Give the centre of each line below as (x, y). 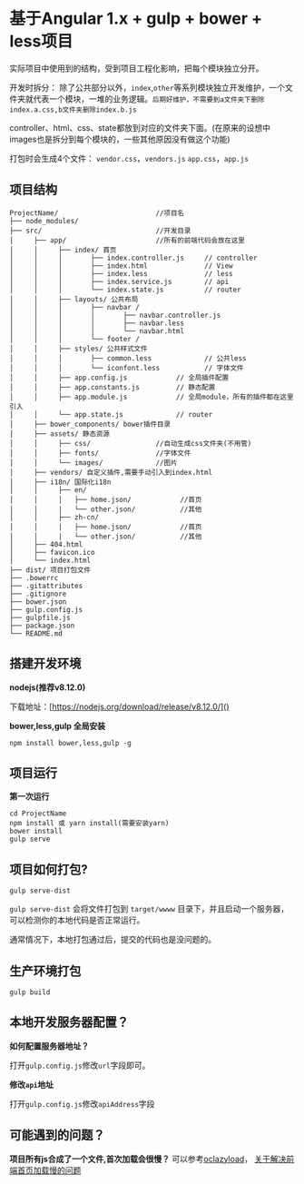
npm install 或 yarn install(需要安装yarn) (89, 824)
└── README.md (36, 633)
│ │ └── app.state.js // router (111, 414)
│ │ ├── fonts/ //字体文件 (100, 453)
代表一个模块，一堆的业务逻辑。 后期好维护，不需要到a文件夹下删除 (149, 99)
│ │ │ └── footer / (75, 339)
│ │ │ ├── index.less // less (121, 273)
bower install (36, 832)
